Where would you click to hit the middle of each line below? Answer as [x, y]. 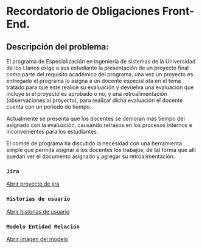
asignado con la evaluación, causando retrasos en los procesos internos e [99, 125]
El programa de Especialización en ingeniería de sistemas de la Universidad [101, 61]
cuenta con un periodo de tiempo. [49, 107]
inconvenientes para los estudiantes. [52, 132]
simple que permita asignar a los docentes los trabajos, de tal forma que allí [101, 150]
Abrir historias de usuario [38, 211]
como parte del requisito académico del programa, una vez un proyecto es [100, 74]
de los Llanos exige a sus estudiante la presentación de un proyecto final [98, 68]
